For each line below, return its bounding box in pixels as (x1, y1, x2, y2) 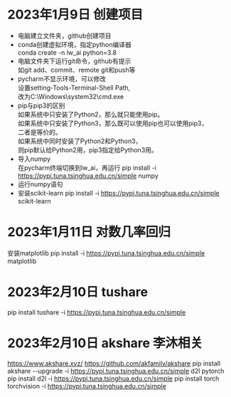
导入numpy (17, 154, 51, 163)
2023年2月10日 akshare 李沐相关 (7, 335, 203, 351)
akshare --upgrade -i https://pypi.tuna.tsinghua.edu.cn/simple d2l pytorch (7, 366, 225, 375)
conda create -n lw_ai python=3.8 (17, 48, 117, 57)
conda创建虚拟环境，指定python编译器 (17, 40, 131, 48)
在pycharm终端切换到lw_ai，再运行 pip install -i (17, 163, 156, 171)
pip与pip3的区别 (17, 101, 65, 110)
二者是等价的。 (17, 127, 62, 136)
